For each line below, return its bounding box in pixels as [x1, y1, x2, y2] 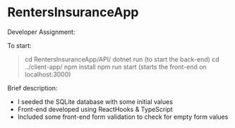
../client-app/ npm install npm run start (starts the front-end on [24, 62, 207, 71]
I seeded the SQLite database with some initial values [17, 97, 173, 106]
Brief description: [7, 83, 58, 92]
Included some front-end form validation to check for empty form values [17, 112, 229, 121]
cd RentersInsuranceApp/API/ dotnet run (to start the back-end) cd [24, 54, 220, 64]
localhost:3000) [24, 70, 71, 78]
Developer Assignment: [7, 28, 76, 36]
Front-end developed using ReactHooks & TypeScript [17, 105, 173, 113]
